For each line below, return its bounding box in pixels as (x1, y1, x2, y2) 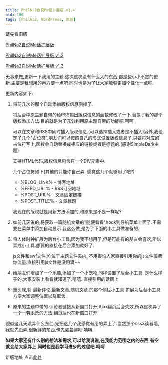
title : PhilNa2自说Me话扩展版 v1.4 (5, 7, 75, 13)
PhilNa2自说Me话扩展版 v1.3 (5, 63, 64, 69)
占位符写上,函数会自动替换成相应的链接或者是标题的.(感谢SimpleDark (12, 141, 155, 147)
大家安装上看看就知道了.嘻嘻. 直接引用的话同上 (22, 276, 119, 282)
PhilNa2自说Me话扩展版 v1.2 (5, 52, 64, 58)
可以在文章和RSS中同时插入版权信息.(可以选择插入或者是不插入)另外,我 (12, 129, 159, 135)
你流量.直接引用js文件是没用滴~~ (12, 259, 81, 265)
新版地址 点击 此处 (5, 354, 42, 360)
